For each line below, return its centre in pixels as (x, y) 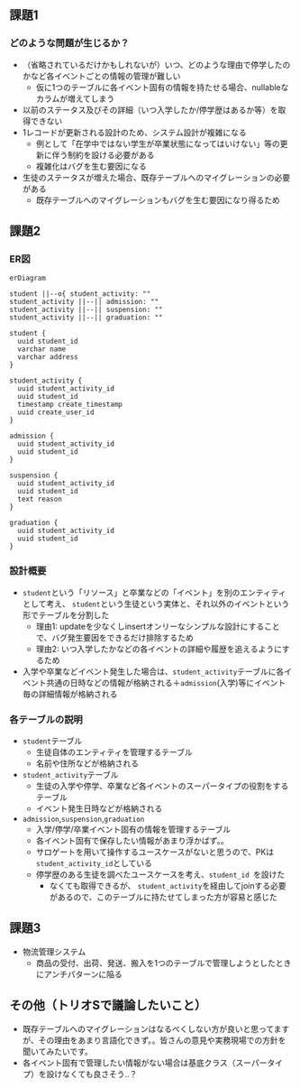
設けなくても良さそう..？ (92, 1074)
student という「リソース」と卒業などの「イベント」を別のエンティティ (154, 592)
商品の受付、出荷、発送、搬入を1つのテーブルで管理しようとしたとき (164, 963)
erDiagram (28, 278)
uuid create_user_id (56, 412)
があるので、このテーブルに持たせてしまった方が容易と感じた (163, 897)
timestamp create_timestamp (70, 405)
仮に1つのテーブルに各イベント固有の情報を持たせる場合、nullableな (162, 87)
